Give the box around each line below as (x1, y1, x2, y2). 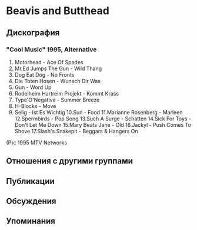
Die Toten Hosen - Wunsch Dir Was (14, 77, 101, 84)
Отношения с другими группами (6, 156, 133, 166)
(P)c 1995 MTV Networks (6, 139, 68, 146)
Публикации (6, 176, 55, 186)
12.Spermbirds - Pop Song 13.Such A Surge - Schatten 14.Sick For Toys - (14, 115, 192, 122)
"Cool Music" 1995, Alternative (6, 45, 97, 54)
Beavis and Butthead (6, 4, 110, 18)
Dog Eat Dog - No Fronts (14, 71, 75, 78)
